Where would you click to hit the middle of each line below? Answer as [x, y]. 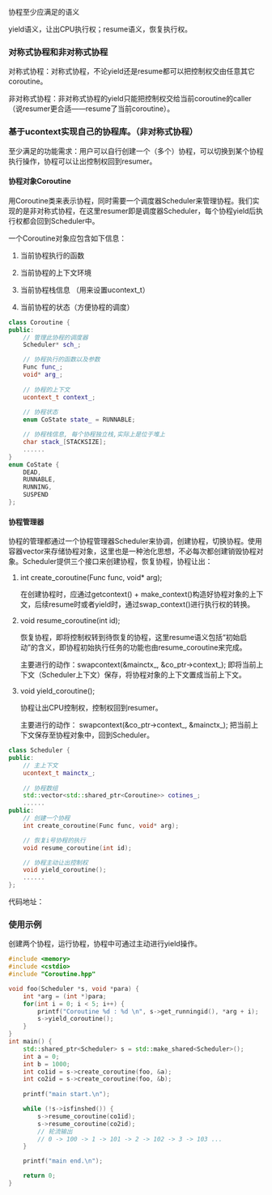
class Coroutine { [39, 322]
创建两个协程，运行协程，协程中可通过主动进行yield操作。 [105, 944]
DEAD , [32, 472]
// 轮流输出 [55, 1131]
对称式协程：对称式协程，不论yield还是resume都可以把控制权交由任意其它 [132, 71]
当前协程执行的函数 [52, 255]
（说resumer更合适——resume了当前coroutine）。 [91, 109]
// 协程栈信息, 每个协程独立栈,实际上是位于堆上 [94, 435]
